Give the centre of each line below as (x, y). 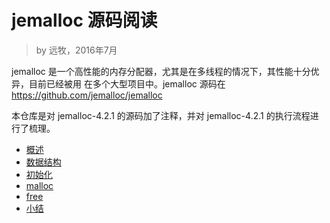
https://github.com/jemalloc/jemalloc (87, 95)
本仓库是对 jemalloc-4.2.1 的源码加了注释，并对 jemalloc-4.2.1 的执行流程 (161, 115)
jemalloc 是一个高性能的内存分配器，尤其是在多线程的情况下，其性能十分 (161, 71)
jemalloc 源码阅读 (84, 20)
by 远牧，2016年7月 (76, 50)
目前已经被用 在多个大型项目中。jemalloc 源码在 (127, 83)
